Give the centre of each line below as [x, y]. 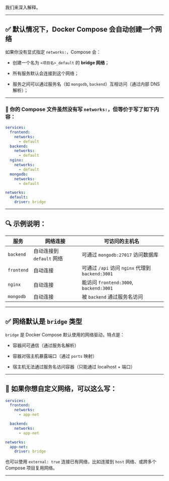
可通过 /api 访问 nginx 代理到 [116, 268]
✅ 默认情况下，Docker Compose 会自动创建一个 [80, 29]
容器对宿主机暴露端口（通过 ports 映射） [55, 356]
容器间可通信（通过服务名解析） [46, 345]
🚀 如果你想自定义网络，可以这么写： [61, 389]
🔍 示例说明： [26, 223]
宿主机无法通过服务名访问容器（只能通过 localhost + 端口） [74, 366]
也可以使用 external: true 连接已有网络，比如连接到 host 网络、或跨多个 [81, 462]
